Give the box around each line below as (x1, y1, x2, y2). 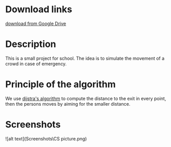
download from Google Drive (5, 20, 67, 27)
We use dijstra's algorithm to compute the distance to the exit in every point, (5, 95, 166, 102)
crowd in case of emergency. (5, 60, 67, 67)
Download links (5, 4, 73, 15)
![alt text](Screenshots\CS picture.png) (5, 135, 87, 141)
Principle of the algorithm (5, 79, 116, 90)
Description (5, 38, 56, 50)
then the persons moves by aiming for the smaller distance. (5, 101, 131, 107)
